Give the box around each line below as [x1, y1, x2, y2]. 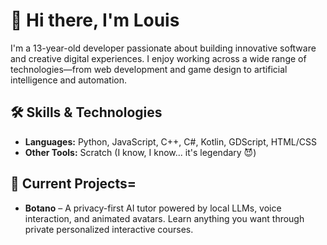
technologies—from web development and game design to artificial [10, 63, 288, 75]
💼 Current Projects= [10, 175, 137, 193]
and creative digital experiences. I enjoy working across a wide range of [10, 52, 307, 64]
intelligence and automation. [10, 74, 127, 86]
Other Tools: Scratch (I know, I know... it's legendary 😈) [24, 146, 257, 158]
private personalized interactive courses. [24, 223, 194, 235]
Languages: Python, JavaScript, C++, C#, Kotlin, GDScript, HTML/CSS [24, 135, 317, 148]
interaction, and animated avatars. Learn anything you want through [24, 212, 305, 224]
